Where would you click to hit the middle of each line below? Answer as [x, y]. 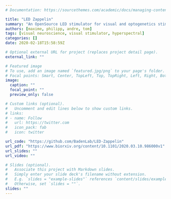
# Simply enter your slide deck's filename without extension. [76, 175]
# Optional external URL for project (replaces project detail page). [82, 52]
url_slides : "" [21, 151]
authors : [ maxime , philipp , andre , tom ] [49, 29]
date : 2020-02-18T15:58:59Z [35, 43]
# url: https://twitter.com [37, 123]
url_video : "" [20, 156]
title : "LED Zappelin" [29, 19]
